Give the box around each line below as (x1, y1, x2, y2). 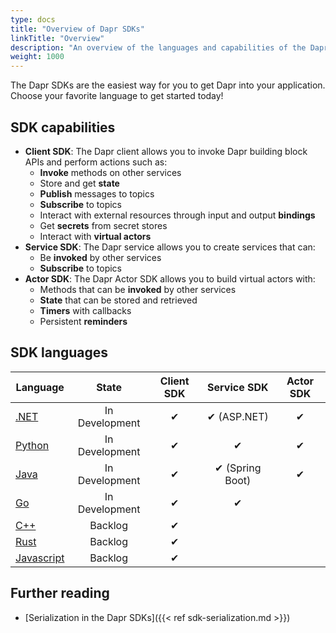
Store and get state (39, 177, 120, 189)
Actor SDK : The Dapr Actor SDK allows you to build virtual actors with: (24, 272, 316, 285)
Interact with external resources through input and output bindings (39, 209, 316, 221)
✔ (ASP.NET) (206, 409, 269, 423)
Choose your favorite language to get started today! (10, 90, 224, 102)
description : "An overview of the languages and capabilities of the (10, 42, 307, 53)
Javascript (15, 551, 65, 565)
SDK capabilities (10, 119, 116, 136)
